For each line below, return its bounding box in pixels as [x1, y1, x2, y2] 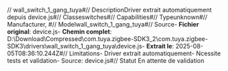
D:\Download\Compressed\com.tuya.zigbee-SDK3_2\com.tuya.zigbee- [7, 35, 208, 43]
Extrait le [146, 42, 173, 50]
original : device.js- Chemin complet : [7, 27, 112, 35]
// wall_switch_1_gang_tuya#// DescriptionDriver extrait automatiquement [7, 6, 212, 14]
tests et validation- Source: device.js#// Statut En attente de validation [7, 57, 205, 64]
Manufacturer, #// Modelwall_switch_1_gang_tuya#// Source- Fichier [7, 20, 199, 28]
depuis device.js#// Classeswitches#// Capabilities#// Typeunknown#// [7, 13, 207, 21]
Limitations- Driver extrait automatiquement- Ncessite [68, 49, 221, 57]
